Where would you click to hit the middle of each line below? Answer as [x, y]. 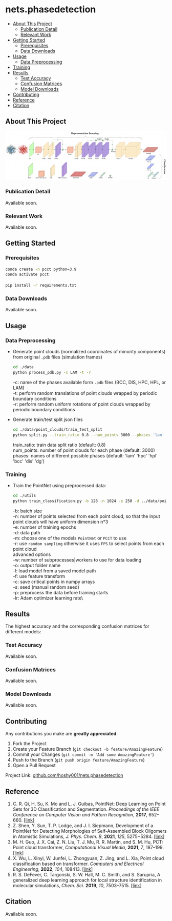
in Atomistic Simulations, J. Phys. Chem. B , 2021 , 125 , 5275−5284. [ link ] [89, 836]
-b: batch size [27, 511]
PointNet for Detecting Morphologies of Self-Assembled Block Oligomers [90, 831]
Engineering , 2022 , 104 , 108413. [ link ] [53, 869]
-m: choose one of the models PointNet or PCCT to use [70, 538]
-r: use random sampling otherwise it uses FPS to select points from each [89, 543]
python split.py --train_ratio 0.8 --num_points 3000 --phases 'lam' [89, 435]
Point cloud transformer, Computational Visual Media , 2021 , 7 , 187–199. [88, 847]
